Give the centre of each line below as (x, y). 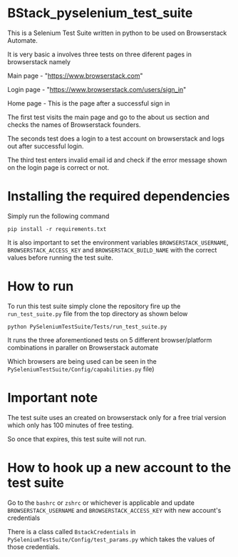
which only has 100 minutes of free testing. (71, 425)
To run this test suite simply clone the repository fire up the (94, 306)
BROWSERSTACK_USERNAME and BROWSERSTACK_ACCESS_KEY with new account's (114, 510)
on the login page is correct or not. (58, 167)
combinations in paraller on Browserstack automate (83, 347)
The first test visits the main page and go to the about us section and (108, 117)
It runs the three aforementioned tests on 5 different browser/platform (110, 339)
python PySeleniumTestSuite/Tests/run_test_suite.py (87, 327)
